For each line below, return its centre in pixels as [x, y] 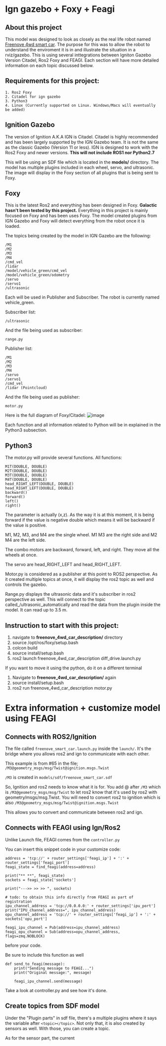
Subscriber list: [21, 312]
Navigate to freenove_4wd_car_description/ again [64, 678]
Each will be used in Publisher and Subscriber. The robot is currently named [82, 297]
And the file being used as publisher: [42, 397]
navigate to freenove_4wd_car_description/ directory [67, 637]
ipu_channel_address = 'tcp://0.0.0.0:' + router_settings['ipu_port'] [80, 906]
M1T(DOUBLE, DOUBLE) [26, 467]
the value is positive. [26, 525]
